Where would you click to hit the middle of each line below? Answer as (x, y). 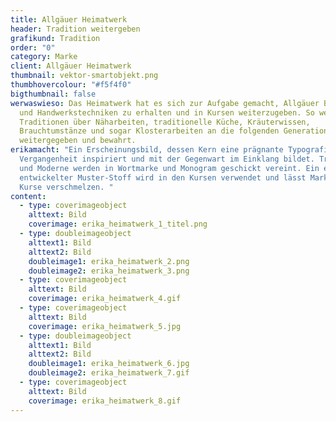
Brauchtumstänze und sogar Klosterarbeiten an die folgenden (149, 131)
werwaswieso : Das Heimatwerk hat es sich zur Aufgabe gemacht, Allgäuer (165, 103)
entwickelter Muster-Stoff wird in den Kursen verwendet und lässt (163, 177)
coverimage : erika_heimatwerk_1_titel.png (118, 224)
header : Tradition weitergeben (75, 29)
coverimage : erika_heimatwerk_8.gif (105, 401)
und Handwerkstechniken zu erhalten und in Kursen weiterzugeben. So (167, 112)
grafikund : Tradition (55, 38)
